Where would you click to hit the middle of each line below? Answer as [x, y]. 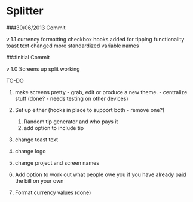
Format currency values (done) [53, 192]
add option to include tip [54, 128]
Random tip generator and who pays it [71, 122]
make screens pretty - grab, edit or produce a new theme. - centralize [101, 92]
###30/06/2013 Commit [36, 28]
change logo [30, 151]
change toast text [36, 140]
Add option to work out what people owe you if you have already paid [100, 174]
